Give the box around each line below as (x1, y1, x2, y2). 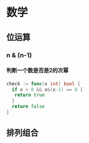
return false (12, 104, 45, 110)
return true (14, 92, 45, 98)
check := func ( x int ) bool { (6, 80, 80, 87)
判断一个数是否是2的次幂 (6, 67, 69, 74)
